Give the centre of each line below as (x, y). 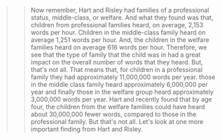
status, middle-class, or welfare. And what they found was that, (122, 17)
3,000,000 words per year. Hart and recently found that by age (122, 99)
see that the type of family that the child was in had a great (116, 55)
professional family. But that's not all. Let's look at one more (117, 121)
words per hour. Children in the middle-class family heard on (118, 32)
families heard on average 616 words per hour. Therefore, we (119, 47)
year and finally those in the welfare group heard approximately (122, 92)
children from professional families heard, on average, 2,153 (117, 25)
